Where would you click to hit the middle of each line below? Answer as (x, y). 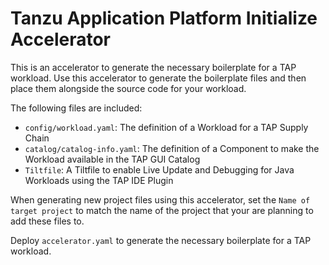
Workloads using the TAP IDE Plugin (99, 180)
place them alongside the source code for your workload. (128, 88)
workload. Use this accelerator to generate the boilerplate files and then (158, 78)
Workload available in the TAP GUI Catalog (112, 159)
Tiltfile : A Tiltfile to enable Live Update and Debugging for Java (159, 169)
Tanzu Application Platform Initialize (164, 18)
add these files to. (47, 221)
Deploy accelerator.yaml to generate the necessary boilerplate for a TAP (161, 240)
